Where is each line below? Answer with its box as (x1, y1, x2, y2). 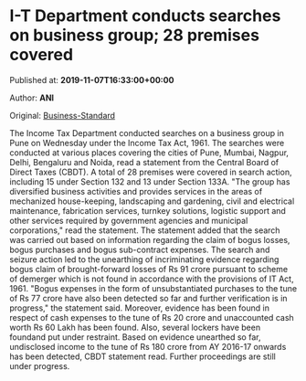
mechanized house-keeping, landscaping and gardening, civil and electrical (9, 196, 295, 206)
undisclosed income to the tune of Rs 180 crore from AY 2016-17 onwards (9, 341, 287, 352)
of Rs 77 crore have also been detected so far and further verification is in (9, 292, 288, 303)
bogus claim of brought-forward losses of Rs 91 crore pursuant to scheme (9, 263, 289, 274)
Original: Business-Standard (9, 110, 116, 121)
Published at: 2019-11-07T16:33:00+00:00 (9, 74, 174, 85)
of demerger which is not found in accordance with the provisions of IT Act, (9, 273, 294, 284)
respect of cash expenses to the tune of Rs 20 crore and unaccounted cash (9, 312, 294, 323)
